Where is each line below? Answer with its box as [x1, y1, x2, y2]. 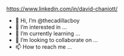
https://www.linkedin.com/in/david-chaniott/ [6, 5, 118, 12]
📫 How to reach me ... [15, 43, 72, 51]
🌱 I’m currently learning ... [15, 30, 81, 37]
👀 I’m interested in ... [15, 24, 67, 30]
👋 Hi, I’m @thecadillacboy [15, 17, 80, 24]
